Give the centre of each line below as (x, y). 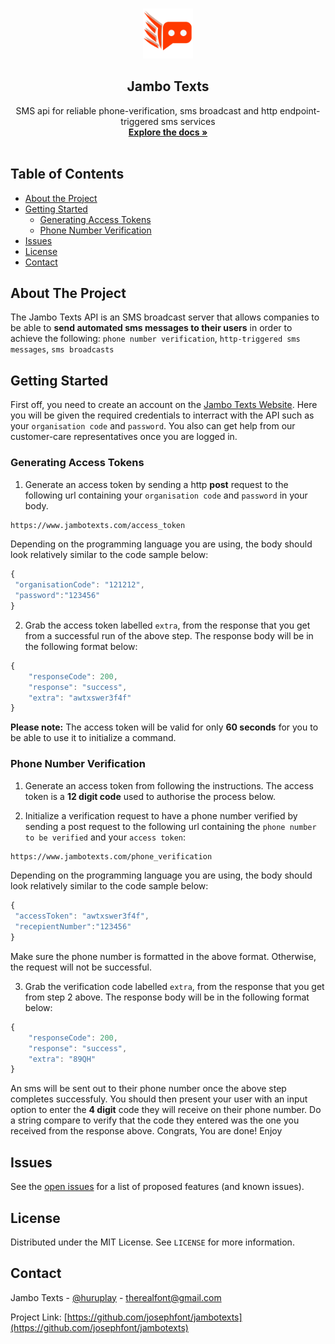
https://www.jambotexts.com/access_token (98, 525)
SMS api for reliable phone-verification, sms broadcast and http (146, 110)
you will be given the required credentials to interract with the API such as (162, 415)
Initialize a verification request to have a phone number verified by (161, 815)
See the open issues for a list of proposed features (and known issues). (157, 1187)
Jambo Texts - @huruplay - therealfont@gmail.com (116, 1297)
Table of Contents (67, 174)
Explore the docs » (168, 132)
